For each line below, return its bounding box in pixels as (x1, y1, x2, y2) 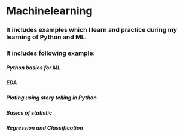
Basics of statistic (6, 109, 53, 116)
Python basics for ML (6, 64, 61, 71)
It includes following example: (6, 49, 96, 57)
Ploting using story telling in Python (6, 94, 97, 101)
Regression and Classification (6, 124, 83, 132)
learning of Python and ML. (6, 33, 87, 41)
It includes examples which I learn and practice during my (6, 26, 178, 34)
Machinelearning (6, 4, 93, 18)
